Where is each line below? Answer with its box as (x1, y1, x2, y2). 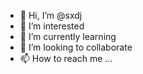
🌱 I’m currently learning (19, 31, 117, 42)
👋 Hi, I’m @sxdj (19, 10, 83, 21)
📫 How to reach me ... (19, 53, 113, 64)
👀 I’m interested (19, 20, 85, 32)
